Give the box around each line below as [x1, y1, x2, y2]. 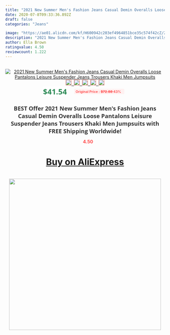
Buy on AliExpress [46, 156, 124, 168]
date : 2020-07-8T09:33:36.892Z [5, 12, 71, 17]
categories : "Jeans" [5, 21, 49, 27]
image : [5, 31, 19, 36]
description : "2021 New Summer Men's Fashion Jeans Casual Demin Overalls [5, 35, 166, 40]
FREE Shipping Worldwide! [48, 127, 122, 135]
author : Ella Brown [5, 40, 47, 45]
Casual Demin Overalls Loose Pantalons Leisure [18, 111, 152, 120]
